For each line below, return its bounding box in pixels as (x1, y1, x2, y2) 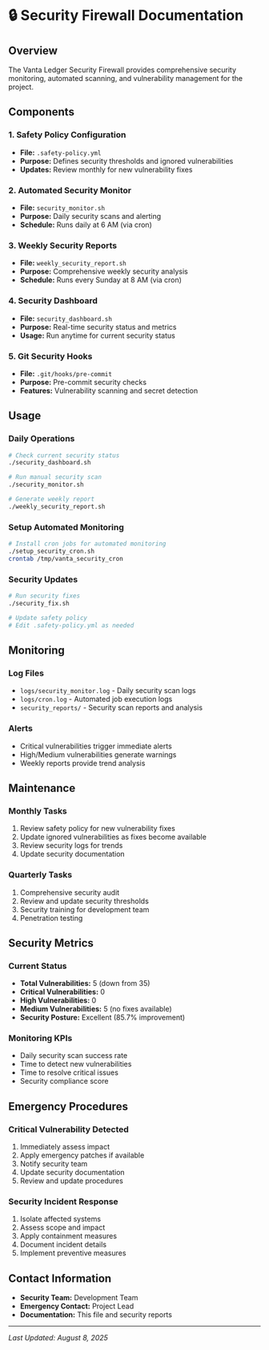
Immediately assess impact (19, 1142, 110, 1152)
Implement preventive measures (19, 1248, 126, 1258)
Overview (8, 43, 58, 57)
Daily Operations (8, 433, 75, 444)
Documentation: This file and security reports (19, 1310, 172, 1320)
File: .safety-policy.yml (19, 148, 102, 157)
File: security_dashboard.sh (19, 314, 112, 323)
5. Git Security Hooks (8, 351, 93, 362)
